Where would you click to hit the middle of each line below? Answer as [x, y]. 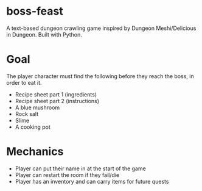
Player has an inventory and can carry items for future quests [92, 181]
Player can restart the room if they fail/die [67, 175]
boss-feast [35, 11]
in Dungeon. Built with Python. [44, 34]
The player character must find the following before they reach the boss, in [100, 76]
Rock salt [27, 114]
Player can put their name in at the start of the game [80, 168]
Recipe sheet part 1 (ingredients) [56, 94]
